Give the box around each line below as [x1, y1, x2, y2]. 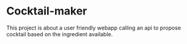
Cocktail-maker [6, 4, 87, 18]
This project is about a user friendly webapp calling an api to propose [6, 24, 182, 31]
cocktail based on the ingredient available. [6, 30, 113, 37]
